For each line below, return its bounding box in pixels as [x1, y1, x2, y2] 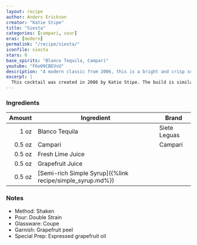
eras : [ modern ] [6, 36, 43, 42]
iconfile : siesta [6, 47, 49, 53]
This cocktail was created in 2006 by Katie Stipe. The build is [11, 80, 175, 86]
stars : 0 [6, 52, 28, 58]
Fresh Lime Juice [38, 150, 85, 158]
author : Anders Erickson [6, 14, 67, 20]
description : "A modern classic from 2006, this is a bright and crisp [6, 69, 185, 74]
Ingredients [6, 98, 40, 107]
